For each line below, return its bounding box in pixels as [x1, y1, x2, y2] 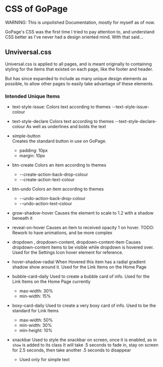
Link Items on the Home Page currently [12, 279, 91, 284]
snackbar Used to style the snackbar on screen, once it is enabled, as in [12, 337, 157, 343]
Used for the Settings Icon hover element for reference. [12, 250, 124, 255]
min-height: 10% [19, 328, 53, 334]
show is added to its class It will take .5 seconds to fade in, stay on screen [12, 342, 159, 348]
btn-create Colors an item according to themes [12, 162, 107, 168]
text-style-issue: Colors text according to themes [12, 104, 111, 110]
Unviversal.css [5, 48, 52, 56]
